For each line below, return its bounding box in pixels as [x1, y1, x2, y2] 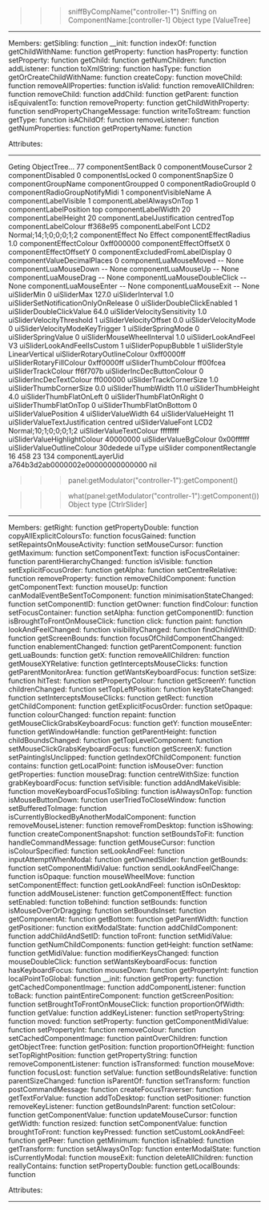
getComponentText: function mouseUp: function [8, 583, 168, 591]
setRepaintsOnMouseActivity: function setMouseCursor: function [8, 540, 223, 549]
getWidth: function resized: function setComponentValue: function [8, 1119, 227, 1128]
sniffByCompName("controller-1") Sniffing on [67, 7, 218, 16]
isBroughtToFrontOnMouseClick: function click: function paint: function [8, 616, 243, 626]
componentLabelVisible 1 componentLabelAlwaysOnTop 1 [8, 196, 199, 205]
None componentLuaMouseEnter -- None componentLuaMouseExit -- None [8, 281, 260, 291]
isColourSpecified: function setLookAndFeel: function [8, 846, 186, 856]
